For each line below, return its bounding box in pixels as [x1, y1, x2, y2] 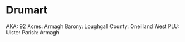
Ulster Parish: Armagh [6, 29, 60, 36]
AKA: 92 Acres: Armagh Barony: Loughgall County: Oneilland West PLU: [6, 23, 180, 30]
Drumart [6, 3, 48, 17]
